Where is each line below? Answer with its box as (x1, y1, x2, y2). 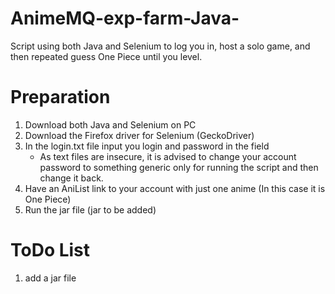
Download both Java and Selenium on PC (24, 118, 197, 131)
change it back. (39, 172, 104, 184)
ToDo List (10, 239, 91, 262)
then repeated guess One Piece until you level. (10, 50, 203, 62)
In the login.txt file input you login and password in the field (24, 140, 270, 152)
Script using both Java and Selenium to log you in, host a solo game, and (10, 40, 311, 52)
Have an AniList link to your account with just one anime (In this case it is (24, 182, 326, 194)
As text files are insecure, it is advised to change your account (39, 150, 297, 162)
